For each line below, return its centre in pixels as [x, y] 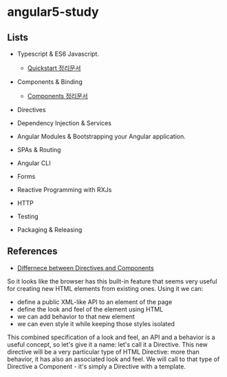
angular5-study [53, 12]
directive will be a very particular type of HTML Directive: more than [103, 352]
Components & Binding [50, 82]
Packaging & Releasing [50, 230]
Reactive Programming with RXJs [64, 190]
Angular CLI [34, 163]
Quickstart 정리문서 [54, 68]
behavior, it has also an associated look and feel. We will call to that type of [113, 359]
